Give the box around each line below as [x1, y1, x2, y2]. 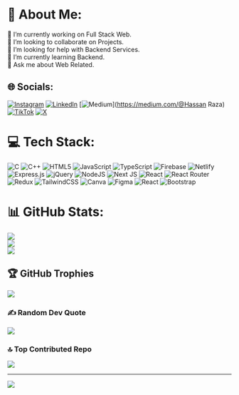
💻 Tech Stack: [7, 133, 95, 150]
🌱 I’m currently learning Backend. [7, 53, 105, 61]
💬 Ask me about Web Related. [7, 60, 95, 68]
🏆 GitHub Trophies [7, 267, 95, 280]
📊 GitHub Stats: [7, 203, 105, 220]
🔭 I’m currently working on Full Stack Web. [7, 30, 132, 39]
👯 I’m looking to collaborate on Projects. [7, 37, 124, 46]
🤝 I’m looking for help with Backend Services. [7, 45, 140, 53]
